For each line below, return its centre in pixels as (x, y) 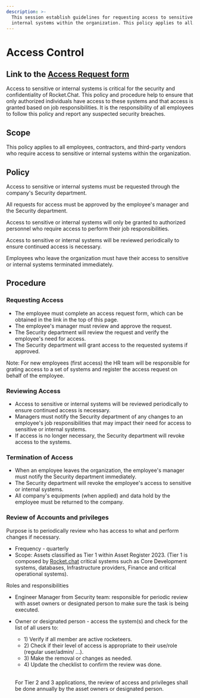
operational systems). (41, 574)
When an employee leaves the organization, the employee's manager (99, 470)
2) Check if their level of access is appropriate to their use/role (100, 646)
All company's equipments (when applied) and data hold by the (93, 496)
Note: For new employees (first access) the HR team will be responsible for (98, 363)
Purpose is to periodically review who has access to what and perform (93, 530)
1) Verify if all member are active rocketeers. (78, 639)
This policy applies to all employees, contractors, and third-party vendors (96, 147)
